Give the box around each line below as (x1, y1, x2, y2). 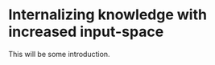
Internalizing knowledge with (8, 6, 208, 24)
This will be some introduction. (8, 49, 110, 59)
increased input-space (8, 22, 164, 41)
